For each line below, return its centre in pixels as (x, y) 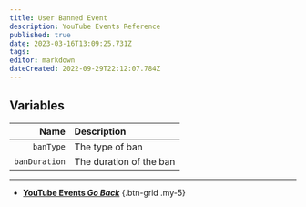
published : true (40, 35)
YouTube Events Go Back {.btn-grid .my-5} (104, 192)
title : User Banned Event (58, 18)
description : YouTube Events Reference (85, 26)
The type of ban (108, 147)
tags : (20, 52)
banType (49, 146)
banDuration (40, 161)
